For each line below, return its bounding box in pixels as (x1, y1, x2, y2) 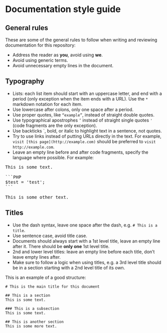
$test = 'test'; (5, 179, 45, 185)
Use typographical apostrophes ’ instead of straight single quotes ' (12, 117, 153, 123)
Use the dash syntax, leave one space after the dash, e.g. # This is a (12, 222, 158, 228)
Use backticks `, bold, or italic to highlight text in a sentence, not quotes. (12, 128, 162, 134)
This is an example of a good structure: (5, 274, 86, 280)
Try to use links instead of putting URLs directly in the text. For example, (12, 133, 161, 139)
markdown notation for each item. (12, 101, 83, 107)
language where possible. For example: (12, 154, 94, 160)
